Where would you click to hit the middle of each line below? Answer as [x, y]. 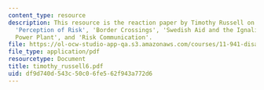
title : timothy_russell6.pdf [56, 67]
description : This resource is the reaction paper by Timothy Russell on [132, 23]
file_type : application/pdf [54, 52]
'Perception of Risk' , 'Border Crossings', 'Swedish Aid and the [125, 30]
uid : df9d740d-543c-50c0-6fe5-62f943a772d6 [81, 74]
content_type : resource [47, 15]
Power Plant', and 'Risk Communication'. [84, 37]
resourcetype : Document [47, 59]
